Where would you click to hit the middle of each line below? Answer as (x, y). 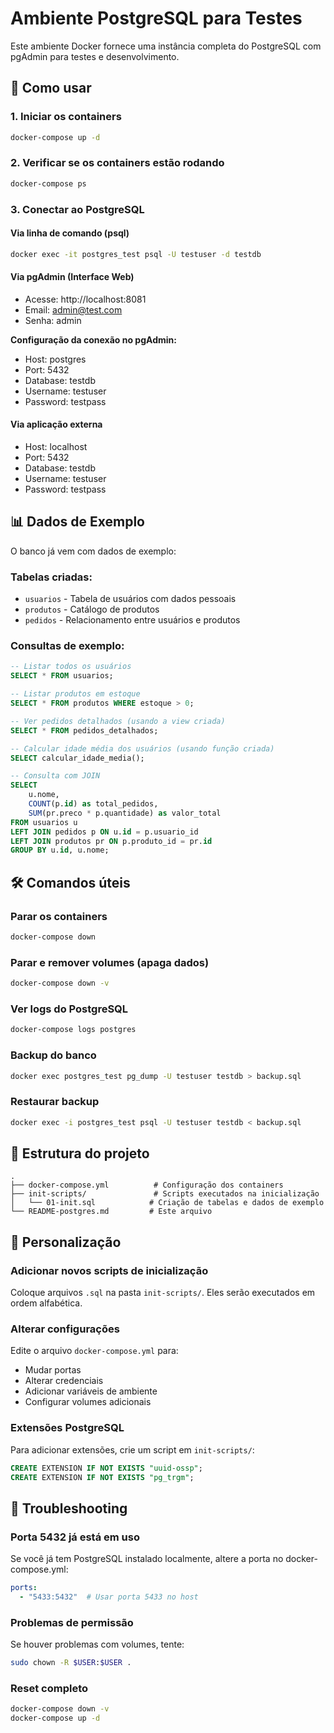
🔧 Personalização (66, 1242)
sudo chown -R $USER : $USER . (71, 1663)
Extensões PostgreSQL (67, 1428)
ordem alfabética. (46, 1303)
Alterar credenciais (64, 1381)
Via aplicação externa (56, 424)
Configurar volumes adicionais (88, 1402)
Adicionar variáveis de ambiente (91, 1391)
